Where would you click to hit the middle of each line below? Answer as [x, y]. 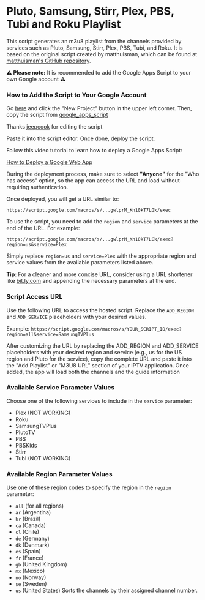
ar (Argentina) [33, 512]
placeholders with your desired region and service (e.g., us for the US [94, 352]
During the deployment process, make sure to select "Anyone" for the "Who [103, 174]
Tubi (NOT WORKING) [43, 458]
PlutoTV [25, 432]
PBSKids [26, 445]
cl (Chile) [27, 532]
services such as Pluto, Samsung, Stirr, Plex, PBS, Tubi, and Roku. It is [95, 48]
